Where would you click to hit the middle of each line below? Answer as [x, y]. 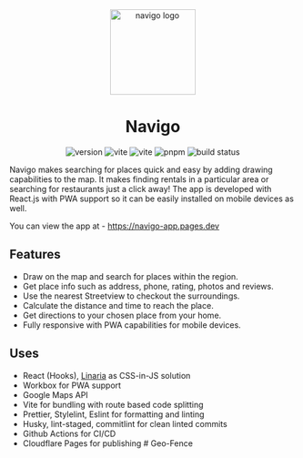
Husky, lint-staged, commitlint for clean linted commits [125, 423]
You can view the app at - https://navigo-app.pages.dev [115, 226]
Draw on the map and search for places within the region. [130, 276]
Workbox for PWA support [71, 385]
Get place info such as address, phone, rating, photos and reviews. [148, 286]
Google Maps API [55, 394]
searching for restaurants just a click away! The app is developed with [141, 188]
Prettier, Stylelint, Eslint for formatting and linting [113, 414]
